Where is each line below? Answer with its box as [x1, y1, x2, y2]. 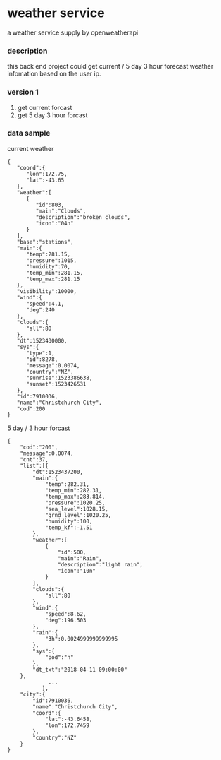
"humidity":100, [44, 518, 93, 525]
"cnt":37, [20, 456, 49, 463]
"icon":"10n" [57, 567, 96, 574]
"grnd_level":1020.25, [44, 511, 112, 518]
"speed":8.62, [44, 610, 87, 617]
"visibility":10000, [16, 287, 77, 295]
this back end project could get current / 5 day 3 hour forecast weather [7, 62, 214, 71]
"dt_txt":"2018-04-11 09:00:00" [32, 666, 128, 673]
